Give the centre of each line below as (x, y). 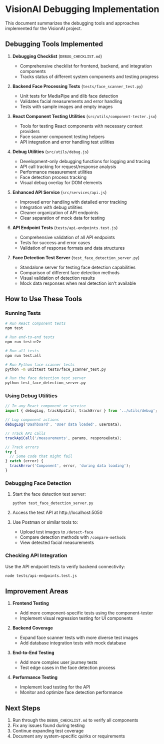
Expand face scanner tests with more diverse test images (79, 638)
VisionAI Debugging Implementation (82, 9)
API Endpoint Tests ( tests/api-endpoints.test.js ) (65, 227)
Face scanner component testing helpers (62, 137)
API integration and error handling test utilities (67, 142)
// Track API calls (25, 433)
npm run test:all (23, 355)
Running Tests (23, 313)
